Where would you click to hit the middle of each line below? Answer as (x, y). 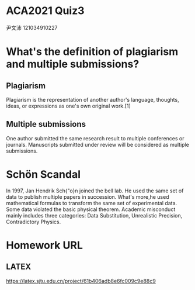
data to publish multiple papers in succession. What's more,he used (88, 196)
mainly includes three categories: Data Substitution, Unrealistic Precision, (94, 215)
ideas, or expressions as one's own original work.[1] (68, 106)
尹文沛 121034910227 (32, 27)
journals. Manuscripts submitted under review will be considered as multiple (98, 144)
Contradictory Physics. (34, 222)
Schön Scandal (43, 174)
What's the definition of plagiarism (92, 52)
